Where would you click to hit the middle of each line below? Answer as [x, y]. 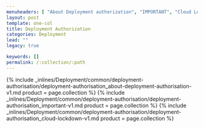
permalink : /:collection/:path [46, 62]
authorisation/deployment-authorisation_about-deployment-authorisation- [99, 86]
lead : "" [17, 40]
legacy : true [23, 46]
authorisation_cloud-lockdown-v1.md [53, 118]
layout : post [23, 18]
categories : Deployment [36, 35]
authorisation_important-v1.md [45, 105]
